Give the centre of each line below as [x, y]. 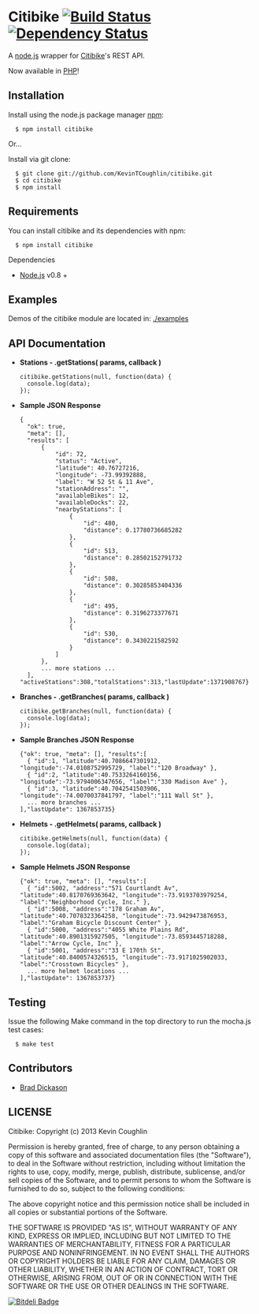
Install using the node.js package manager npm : [86, 114]
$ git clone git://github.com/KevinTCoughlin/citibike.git [114, 174]
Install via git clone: [39, 159]
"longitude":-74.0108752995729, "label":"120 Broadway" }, [118, 768]
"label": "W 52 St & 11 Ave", [104, 482]
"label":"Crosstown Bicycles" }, [74, 964]
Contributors [41, 1068]
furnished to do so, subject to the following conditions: [96, 1189]
